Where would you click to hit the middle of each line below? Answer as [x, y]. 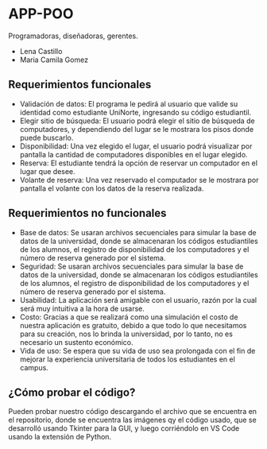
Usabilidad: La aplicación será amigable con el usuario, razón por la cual [138, 300]
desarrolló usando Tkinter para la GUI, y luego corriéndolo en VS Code [124, 428]
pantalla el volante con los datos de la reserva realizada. [112, 188]
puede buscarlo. [46, 137]
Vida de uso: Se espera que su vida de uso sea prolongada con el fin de [137, 350]
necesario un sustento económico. [76, 342]
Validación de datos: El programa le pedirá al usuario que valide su [129, 103]
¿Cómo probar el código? [72, 392]
